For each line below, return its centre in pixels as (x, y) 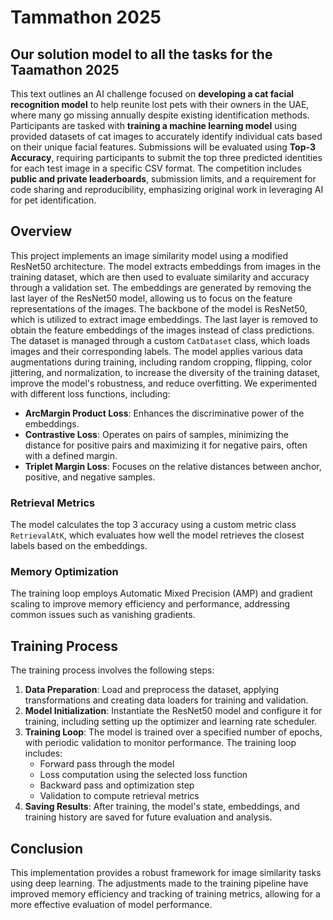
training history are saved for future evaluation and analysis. (148, 817)
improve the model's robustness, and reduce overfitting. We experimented (163, 383)
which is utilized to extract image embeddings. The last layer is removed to (164, 319)
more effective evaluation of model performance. (111, 905)
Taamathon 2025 (65, 69)
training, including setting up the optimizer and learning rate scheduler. (171, 722)
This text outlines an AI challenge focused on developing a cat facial (152, 94)
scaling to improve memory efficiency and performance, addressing (150, 604)
